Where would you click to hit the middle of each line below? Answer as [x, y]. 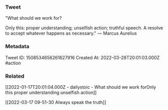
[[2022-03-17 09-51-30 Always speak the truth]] [56, 102]
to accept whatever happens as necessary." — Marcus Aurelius [71, 33]
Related [15, 76]
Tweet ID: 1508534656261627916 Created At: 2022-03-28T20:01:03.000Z [82, 57]
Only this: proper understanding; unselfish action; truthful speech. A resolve [84, 28]
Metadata [17, 47]
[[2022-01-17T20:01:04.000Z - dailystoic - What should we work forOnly [81, 87]
